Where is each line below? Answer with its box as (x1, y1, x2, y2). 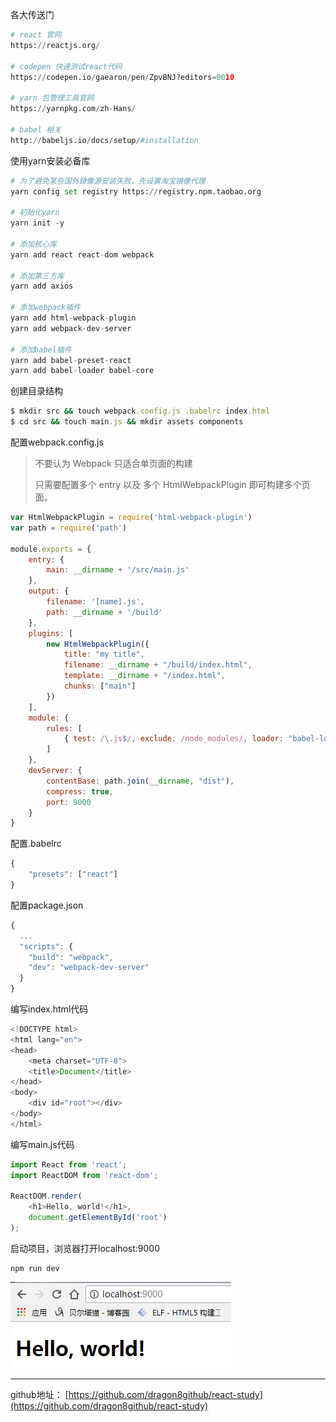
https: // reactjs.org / (10, 40, 101, 50)
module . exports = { (10, 544, 92, 554)
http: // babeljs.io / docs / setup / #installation (10, 135, 199, 145)
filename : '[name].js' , (46, 597, 145, 607)
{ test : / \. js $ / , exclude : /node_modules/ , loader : (63, 734, 284, 744)
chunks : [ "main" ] (63, 681, 137, 691)
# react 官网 (10, 30, 62, 40)
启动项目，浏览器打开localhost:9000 (10, 1242, 161, 1254)
